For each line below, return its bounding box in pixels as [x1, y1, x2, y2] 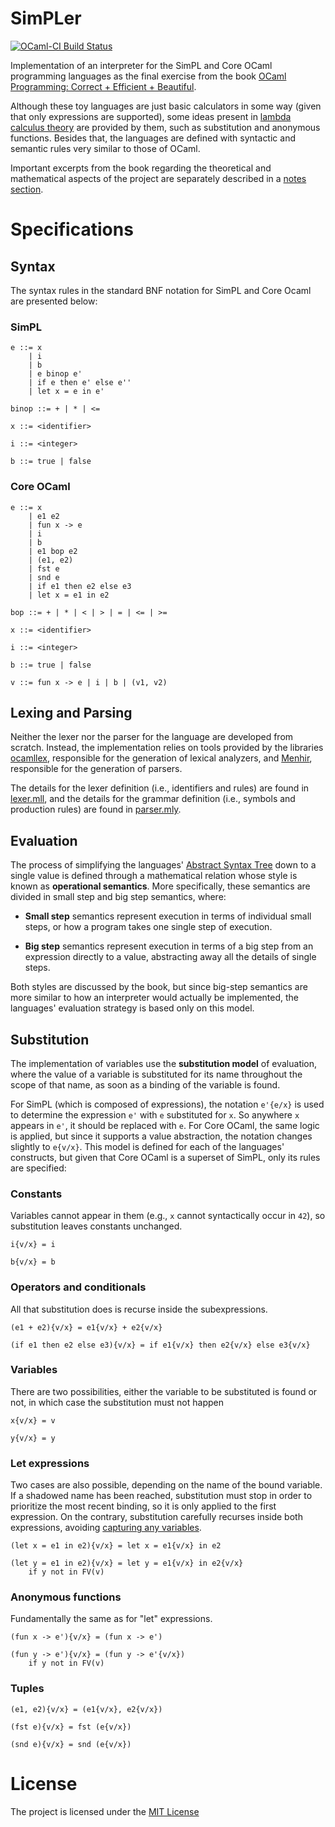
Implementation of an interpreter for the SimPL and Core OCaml [10, 59, 273, 71]
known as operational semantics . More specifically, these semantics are [10, 880, 311, 892]
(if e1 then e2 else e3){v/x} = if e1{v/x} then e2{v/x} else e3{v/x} [10, 1340, 311, 1350]
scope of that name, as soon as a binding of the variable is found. [10, 1078, 281, 1091]
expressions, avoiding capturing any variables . [10, 1522, 202, 1534]
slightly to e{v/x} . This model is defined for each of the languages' [10, 1140, 285, 1152]
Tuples [10, 1682, 45, 1696]
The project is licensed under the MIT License [10, 1805, 200, 1817]
